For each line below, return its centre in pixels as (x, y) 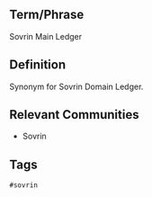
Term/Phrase (47, 15)
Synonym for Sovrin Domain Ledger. (76, 86)
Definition (37, 65)
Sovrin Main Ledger (46, 36)
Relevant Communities (74, 115)
